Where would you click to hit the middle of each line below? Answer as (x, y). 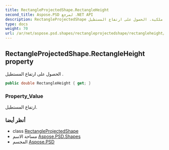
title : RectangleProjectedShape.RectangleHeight (57, 10)
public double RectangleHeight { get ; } (48, 83)
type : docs (17, 24)
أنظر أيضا (15, 120)
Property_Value (24, 96)
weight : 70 (17, 29)
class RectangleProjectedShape (46, 131)
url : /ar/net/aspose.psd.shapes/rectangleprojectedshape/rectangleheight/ (85, 33)
